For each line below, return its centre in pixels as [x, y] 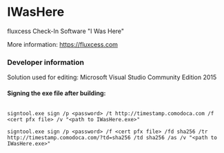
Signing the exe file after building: [57, 93]
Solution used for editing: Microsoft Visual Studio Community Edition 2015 [112, 77]
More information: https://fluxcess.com [63, 44]
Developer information [46, 62]
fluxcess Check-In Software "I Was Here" [66, 31]
